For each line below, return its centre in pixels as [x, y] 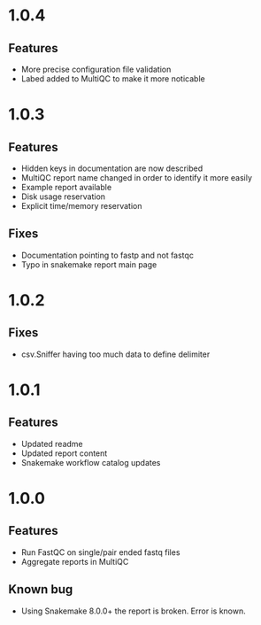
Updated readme [52, 444]
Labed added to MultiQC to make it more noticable [113, 79]
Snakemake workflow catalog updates [91, 462]
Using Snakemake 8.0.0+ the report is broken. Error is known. [133, 611]
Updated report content [64, 453]
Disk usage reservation [63, 197]
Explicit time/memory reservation [81, 206]
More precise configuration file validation [96, 69]
